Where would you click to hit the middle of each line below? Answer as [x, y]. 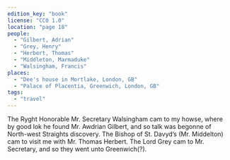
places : [19, 73]
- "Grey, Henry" [38, 47]
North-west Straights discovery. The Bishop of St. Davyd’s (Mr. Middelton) [116, 134]
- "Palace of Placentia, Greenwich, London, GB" [87, 86]
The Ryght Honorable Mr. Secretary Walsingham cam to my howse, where [115, 119]
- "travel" [30, 99]
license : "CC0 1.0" [36, 20]
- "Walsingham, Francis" [50, 66]
